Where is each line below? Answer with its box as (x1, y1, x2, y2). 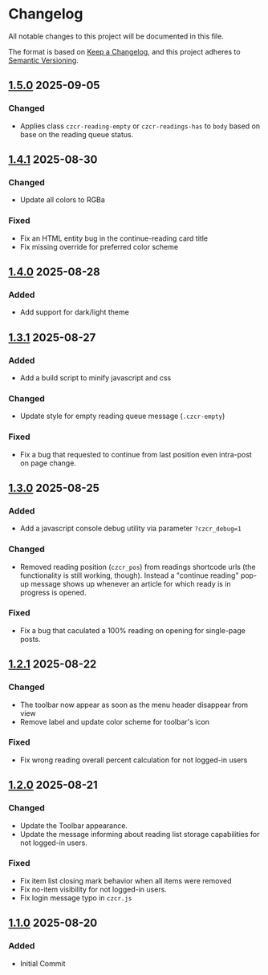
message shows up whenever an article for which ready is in (30, 579, 231, 588)
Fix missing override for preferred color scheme (19, 242, 179, 251)
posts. (19, 634, 42, 644)
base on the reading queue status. (19, 129, 134, 139)
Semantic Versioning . (8, 55, 79, 65)
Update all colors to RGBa (19, 195, 106, 205)
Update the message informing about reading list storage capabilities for (19, 829, 260, 839)
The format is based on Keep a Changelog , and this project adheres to (8, 47, 241, 56)
